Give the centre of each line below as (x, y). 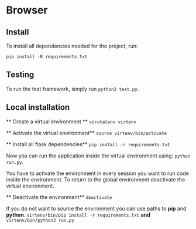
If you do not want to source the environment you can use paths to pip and (96, 208)
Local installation (38, 107)
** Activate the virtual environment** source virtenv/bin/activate (87, 133)
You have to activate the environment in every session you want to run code (97, 173)
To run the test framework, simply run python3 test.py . (73, 89)
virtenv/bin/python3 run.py (40, 220)
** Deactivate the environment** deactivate (59, 197)
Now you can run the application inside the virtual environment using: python (98, 156)
